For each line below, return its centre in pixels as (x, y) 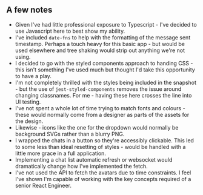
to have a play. (33, 76)
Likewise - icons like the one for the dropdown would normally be (97, 127)
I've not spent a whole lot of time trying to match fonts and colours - (100, 108)
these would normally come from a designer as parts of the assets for (102, 114)
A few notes (29, 10)
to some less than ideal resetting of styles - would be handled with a (100, 147)
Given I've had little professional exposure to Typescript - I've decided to (106, 24)
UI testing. (28, 102)
